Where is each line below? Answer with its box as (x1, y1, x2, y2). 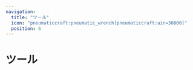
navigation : (5, 8, 36, 15)
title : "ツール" (11, 14, 50, 20)
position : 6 (11, 25, 42, 32)
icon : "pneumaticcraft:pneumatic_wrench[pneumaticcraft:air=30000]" (11, 20, 188, 26)
